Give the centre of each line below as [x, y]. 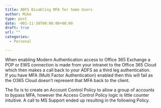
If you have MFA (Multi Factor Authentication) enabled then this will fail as [79, 75]
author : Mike [18, 14]
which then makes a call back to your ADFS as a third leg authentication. [78, 70]
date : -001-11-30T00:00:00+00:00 [39, 23]
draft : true [17, 28]
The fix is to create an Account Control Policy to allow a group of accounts [80, 90]
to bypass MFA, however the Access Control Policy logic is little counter [77, 95]
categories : [17, 37]
